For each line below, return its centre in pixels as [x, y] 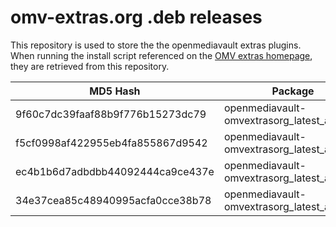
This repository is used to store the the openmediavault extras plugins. [156, 45]
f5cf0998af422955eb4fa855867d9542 [111, 143]
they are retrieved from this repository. [90, 66]
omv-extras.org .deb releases [136, 17]
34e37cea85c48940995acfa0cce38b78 [113, 200]
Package [293, 91]
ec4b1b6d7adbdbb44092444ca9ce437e [115, 171]
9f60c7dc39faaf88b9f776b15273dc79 [111, 114]
